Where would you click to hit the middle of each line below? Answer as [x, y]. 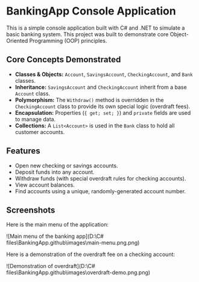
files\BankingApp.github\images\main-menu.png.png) [73, 243]
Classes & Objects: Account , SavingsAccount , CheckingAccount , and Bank [104, 74]
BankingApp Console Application [91, 11]
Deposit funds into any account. [55, 172]
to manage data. [35, 119]
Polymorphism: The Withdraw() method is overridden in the [89, 100]
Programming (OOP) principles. [68, 40]
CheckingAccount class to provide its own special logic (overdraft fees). [103, 106]
